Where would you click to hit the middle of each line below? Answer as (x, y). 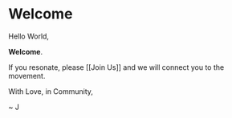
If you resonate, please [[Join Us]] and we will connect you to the (116, 67)
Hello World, (29, 36)
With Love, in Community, (51, 91)
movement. (27, 75)
